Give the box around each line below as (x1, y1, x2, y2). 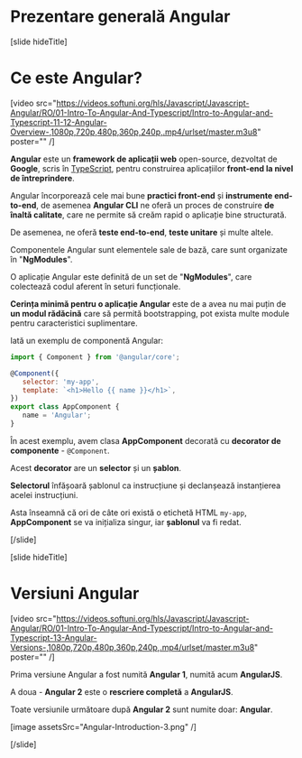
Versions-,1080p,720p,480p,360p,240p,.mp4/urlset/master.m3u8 (10, 642, 255, 652)
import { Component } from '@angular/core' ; (10, 352, 180, 362)
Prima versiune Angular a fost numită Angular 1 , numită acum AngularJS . (10, 669, 283, 679)
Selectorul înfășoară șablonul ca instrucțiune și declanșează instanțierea (10, 480, 281, 491)
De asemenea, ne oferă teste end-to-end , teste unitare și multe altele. (10, 226, 274, 237)
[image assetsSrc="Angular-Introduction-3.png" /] (10, 721, 197, 732)
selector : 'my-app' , (22, 377, 100, 386)
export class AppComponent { (10, 402, 120, 411)
